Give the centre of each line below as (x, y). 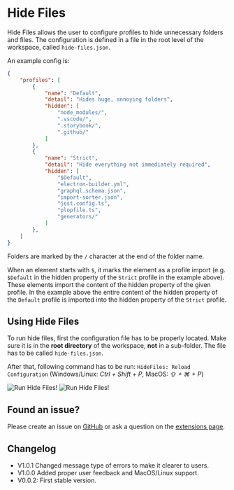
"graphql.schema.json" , (92, 190)
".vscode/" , (74, 119)
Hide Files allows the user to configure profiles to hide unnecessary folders (115, 32)
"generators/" (78, 217)
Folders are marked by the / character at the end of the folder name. (106, 256)
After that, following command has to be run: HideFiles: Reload (99, 367)
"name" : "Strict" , (71, 158)
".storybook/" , (79, 125)
